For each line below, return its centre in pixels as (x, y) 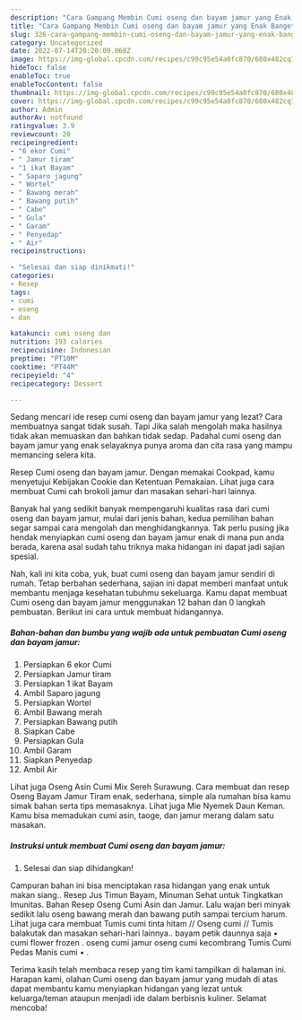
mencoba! (29, 1008)
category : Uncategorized (56, 43)
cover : (22, 101)
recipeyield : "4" (43, 375)
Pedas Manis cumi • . (49, 953)
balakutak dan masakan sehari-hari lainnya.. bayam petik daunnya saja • (144, 933)
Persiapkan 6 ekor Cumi (67, 665)
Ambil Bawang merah (62, 712)
